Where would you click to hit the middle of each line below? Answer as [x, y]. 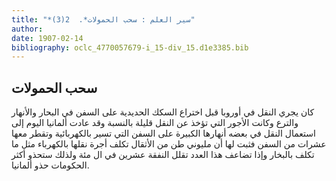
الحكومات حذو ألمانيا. [50, 165]
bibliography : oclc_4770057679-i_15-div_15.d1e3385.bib [130, 47]
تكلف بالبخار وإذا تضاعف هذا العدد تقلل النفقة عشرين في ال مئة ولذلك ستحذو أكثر [163, 155]
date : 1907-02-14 [47, 38]
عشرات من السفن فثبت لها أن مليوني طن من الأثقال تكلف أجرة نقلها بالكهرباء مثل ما [169, 144]
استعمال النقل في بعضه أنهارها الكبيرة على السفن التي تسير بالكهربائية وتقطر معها [163, 133]
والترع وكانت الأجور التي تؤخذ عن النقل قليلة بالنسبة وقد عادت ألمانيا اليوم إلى [155, 123]
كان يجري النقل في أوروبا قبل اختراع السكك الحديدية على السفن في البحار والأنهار [163, 112]
